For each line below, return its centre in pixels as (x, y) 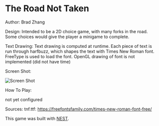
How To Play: (18, 90)
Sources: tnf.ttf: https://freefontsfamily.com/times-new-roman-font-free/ (79, 109)
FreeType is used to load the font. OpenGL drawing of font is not (70, 56)
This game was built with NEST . (37, 118)
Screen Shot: (18, 71)
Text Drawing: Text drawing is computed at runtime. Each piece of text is (79, 46)
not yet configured (24, 99)
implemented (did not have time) (38, 62)
